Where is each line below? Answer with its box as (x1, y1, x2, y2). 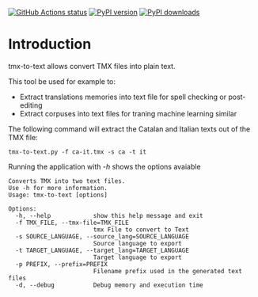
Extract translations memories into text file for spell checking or (19, 92, 227, 101)
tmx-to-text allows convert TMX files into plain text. (8, 61, 176, 70)
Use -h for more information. (8, 184, 108, 192)
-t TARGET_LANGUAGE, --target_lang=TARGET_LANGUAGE (15, 246, 190, 254)
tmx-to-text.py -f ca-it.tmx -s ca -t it (8, 147, 147, 156)
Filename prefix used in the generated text (93, 267, 243, 275)
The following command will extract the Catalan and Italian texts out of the (8, 124, 251, 134)
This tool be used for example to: (8, 76, 116, 86)
